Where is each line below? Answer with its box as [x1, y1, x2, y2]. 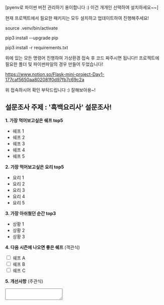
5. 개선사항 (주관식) [5, 278, 44, 284]
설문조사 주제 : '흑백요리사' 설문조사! [5, 103, 112, 112]
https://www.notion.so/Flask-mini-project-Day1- [5, 71, 105, 77]
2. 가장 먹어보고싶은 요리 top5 [5, 164, 64, 170]
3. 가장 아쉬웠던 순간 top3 [5, 210, 56, 216]
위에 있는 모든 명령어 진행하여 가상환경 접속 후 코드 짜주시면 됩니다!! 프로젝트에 [5, 55, 159, 61]
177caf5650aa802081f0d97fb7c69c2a [5, 77, 85, 82]
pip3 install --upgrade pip [5, 35, 59, 41]
